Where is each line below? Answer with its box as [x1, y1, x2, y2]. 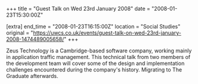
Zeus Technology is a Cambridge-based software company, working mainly [6, 47, 192, 54]
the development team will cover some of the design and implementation [6, 60, 185, 67]
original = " [6, 29, 34, 36]
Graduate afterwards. [6, 73, 58, 79]
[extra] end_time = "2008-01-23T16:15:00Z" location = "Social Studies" [6, 23, 181, 30]
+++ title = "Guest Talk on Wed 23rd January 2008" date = [6, 5, 150, 12]
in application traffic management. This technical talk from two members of [6, 54, 191, 60]
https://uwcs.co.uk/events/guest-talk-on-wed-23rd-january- [33, 29, 181, 36]
